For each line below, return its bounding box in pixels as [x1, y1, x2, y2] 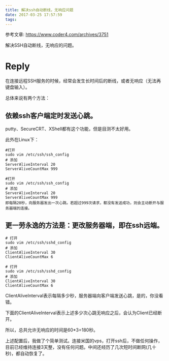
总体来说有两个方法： [5, 95, 50, 101]
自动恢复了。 [20, 350, 47, 356]
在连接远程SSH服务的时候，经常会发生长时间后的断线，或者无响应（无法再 [5, 78, 161, 84]
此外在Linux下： [5, 137, 39, 143]
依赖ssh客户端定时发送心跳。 [5, 111, 97, 120]
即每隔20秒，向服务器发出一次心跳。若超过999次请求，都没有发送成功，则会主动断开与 [5, 200, 160, 206]
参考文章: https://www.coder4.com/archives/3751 [5, 32, 109, 38]
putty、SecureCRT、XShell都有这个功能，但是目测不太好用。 [5, 126, 133, 132]
